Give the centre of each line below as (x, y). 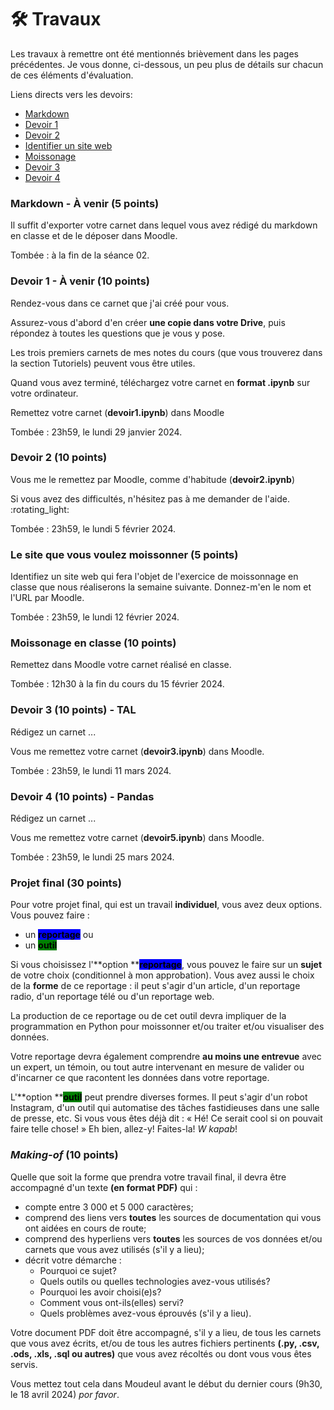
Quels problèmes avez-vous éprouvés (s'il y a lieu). (145, 1313)
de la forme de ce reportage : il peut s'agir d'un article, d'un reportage (155, 986)
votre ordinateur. (44, 393)
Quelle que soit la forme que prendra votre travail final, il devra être (148, 1177)
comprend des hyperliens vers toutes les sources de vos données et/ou (173, 1238)
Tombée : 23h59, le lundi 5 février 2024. (93, 528)
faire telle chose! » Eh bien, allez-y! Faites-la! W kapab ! (124, 1129)
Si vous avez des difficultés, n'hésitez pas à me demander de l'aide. (150, 498)
